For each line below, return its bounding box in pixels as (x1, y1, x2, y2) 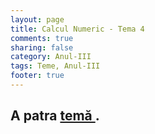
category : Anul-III (10, 52, 92, 62)
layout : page (10, 14, 65, 25)
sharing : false (10, 42, 74, 53)
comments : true (10, 33, 74, 43)
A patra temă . (10, 107, 100, 125)
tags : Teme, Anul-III (10, 61, 101, 71)
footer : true (10, 71, 65, 81)
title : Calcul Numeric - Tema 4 (10, 24, 145, 34)
